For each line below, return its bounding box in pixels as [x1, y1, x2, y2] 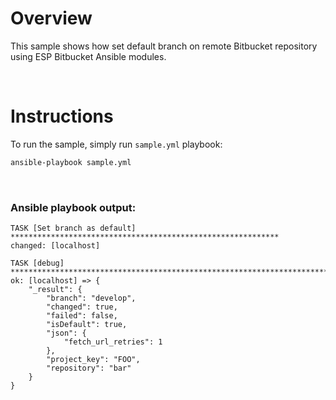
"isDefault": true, [46, 320, 128, 330]
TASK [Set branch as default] [10, 223, 137, 234]
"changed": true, [46, 302, 118, 312]
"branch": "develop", [46, 293, 137, 304]
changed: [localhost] [10, 241, 101, 251]
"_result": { [28, 285, 83, 295]
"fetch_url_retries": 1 [63, 337, 163, 347]
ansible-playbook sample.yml [10, 157, 132, 167]
